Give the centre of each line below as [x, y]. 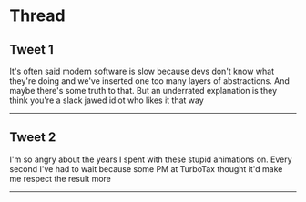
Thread [37, 16]
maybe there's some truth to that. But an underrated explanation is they [143, 91]
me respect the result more [61, 178]
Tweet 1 [32, 50]
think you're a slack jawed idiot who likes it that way [107, 100]
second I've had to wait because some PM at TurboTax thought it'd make [146, 168]
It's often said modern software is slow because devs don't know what [142, 71]
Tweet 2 [33, 137]
